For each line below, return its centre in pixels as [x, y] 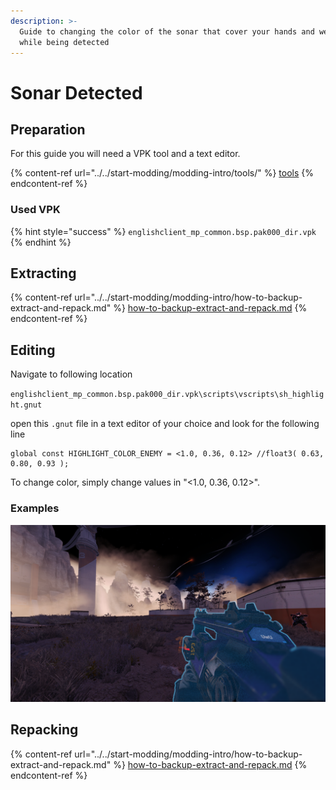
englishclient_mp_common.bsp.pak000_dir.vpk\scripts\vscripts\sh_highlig [167, 395]
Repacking [44, 730]
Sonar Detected [76, 92]
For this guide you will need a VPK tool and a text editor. [125, 154]
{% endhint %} [41, 242]
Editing [33, 350]
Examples [35, 508]
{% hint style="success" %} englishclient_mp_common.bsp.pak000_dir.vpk [163, 231]
